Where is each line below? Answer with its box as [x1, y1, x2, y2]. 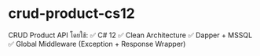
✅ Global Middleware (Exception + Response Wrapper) [8, 39, 186, 48]
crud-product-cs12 [8, 5, 135, 23]
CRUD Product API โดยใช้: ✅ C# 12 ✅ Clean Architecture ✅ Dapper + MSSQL [8, 30, 253, 40]
